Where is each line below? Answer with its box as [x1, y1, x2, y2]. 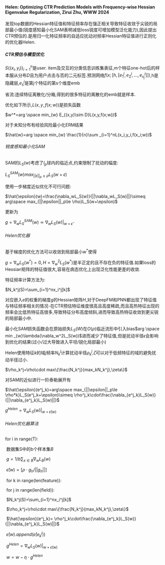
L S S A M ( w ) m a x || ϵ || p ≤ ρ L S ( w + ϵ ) [5, 170, 67, 179]
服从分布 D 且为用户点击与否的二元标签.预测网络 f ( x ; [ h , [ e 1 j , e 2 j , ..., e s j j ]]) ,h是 [9, 71, 159, 80]
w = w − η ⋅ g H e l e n [6, 553, 43, 560]
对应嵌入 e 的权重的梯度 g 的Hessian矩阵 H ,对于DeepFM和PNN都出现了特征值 [5, 297, 157, 303]
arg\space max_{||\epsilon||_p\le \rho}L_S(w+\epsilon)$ [5, 199, 118, 204]
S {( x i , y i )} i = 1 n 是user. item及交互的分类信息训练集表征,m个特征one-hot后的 [5, 64, 156, 72]
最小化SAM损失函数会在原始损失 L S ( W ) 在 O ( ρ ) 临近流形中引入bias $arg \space [5, 326, 160, 333]
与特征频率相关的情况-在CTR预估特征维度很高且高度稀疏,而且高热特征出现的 [5, 303, 160, 309]
